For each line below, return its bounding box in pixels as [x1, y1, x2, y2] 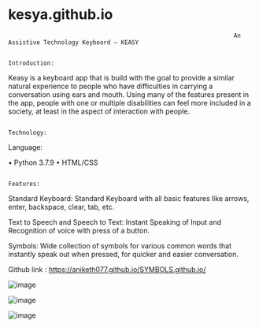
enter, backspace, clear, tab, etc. [8, 202, 115, 211]
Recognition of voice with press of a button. [8, 225, 150, 235]
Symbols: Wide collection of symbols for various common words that [8, 240, 232, 250]
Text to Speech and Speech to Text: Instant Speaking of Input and [8, 217, 222, 226]
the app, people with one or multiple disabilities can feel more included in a [8, 98, 252, 107]
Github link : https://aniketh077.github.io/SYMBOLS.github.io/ [8, 264, 206, 274]
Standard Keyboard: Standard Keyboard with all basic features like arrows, [8, 193, 250, 203]
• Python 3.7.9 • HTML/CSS [8, 158, 98, 167]
